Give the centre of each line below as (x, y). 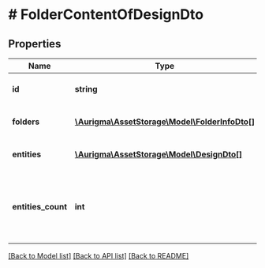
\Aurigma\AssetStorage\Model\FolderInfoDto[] (164, 122)
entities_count (39, 207)
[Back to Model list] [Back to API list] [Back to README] (99, 256)
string (86, 89)
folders (26, 122)
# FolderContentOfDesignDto (106, 15)
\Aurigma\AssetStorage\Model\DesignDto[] (159, 154)
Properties (35, 44)
